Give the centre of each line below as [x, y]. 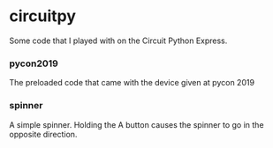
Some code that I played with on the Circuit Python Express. [118, 41]
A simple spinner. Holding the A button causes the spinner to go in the [136, 124]
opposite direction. [43, 134]
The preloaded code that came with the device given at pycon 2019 [132, 83]
